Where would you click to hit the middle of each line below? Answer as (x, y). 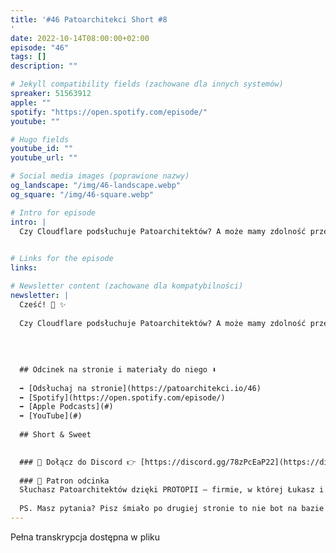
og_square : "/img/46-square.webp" (82, 194)
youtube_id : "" (42, 149)
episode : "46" (40, 47)
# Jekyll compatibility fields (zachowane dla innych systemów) (147, 84)
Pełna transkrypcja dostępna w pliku (85, 537)
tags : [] (28, 57)
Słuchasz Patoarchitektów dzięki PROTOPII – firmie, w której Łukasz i (172, 490)
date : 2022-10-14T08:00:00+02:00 (80, 38)
